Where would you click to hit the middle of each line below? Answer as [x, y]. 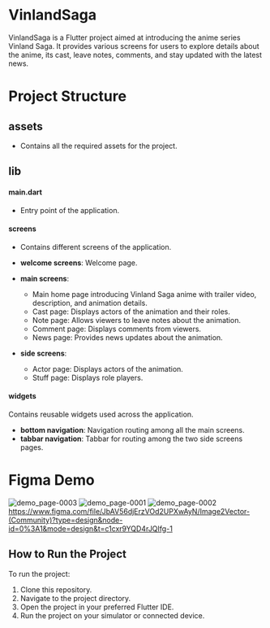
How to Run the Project [68, 554]
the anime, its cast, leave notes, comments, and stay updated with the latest [135, 55]
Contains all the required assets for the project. [99, 146]
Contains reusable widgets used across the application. [101, 414]
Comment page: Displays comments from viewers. [116, 329]
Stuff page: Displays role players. [88, 377]
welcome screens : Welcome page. [79, 263]
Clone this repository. [56, 589]
